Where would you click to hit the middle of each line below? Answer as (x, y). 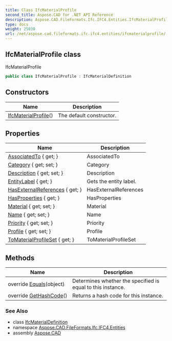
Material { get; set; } (31, 206)
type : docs (17, 24)
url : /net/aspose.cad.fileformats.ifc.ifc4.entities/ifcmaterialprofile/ (86, 34)
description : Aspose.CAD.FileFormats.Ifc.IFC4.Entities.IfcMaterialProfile (88, 19)
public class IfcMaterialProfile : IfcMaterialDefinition (68, 76)
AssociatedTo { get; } (33, 157)
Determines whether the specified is (116, 281)
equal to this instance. (99, 287)
